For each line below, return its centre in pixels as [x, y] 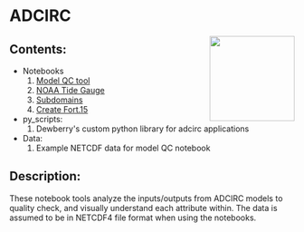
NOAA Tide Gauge [71, 90]
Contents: [38, 49]
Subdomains [59, 100]
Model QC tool [63, 81]
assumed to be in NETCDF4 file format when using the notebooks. [133, 217]
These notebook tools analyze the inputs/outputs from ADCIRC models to [146, 198]
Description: [45, 176]
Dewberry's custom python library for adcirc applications [142, 129]
